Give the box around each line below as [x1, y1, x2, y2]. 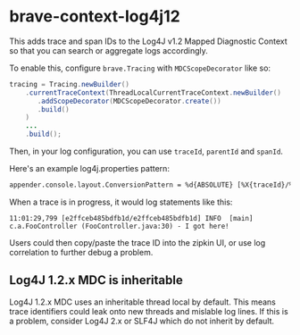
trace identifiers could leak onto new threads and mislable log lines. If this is [9, 306, 288, 316]
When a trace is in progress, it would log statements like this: [9, 197, 233, 207]
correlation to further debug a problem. [9, 247, 154, 257]
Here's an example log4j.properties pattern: [9, 163, 170, 174]
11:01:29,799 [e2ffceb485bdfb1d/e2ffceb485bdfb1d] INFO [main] [9, 214, 254, 222]
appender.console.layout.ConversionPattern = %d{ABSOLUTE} [9, 180, 234, 189]
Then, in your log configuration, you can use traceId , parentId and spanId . [9, 146, 284, 157]
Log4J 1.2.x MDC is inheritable [9, 272, 183, 288]
